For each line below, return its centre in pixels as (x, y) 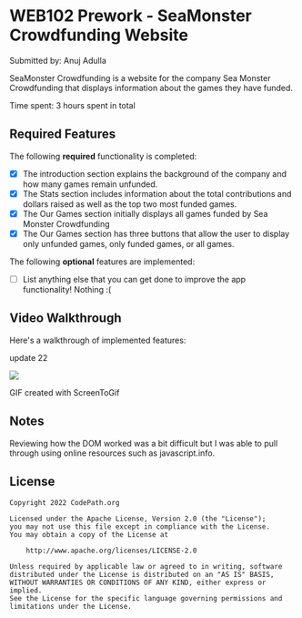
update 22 (29, 357)
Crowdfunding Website (99, 35)
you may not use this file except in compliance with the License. (140, 526)
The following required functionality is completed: (103, 156)
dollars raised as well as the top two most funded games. (130, 204)
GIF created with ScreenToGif (65, 392)
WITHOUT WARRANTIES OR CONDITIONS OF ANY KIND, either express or (138, 582)
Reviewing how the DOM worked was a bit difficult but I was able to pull (144, 443)
